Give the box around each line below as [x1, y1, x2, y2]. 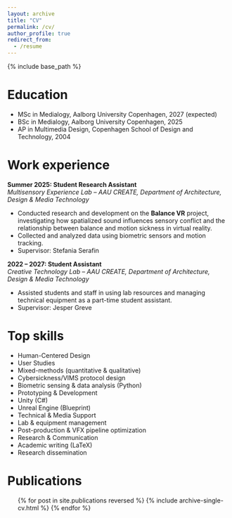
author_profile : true [7, 30, 71, 37]
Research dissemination [17, 448, 87, 457]
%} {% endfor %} [40, 503, 91, 512]
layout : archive [7, 10, 55, 18]
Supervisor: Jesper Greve [17, 303, 93, 311]
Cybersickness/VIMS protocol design [17, 373, 126, 382]
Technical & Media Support [17, 410, 96, 419]
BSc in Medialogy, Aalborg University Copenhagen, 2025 [17, 117, 183, 126]
